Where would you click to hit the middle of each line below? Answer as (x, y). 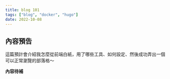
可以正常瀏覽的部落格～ (30, 61)
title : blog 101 (22, 10)
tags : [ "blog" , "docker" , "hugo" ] (42, 15)
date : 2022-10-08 (24, 19)
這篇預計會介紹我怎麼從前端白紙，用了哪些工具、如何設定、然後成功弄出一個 (85, 54)
